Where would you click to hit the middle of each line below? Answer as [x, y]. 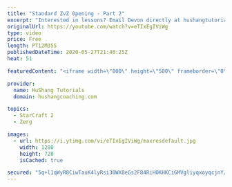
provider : [21, 84]
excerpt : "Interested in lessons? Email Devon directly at [94, 20]
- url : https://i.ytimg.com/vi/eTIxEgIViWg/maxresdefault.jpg [105, 141]
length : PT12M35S [32, 46]
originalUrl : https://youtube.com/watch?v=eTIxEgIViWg [88, 26]
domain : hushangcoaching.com [55, 97]
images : [18, 134]
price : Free [24, 39]
